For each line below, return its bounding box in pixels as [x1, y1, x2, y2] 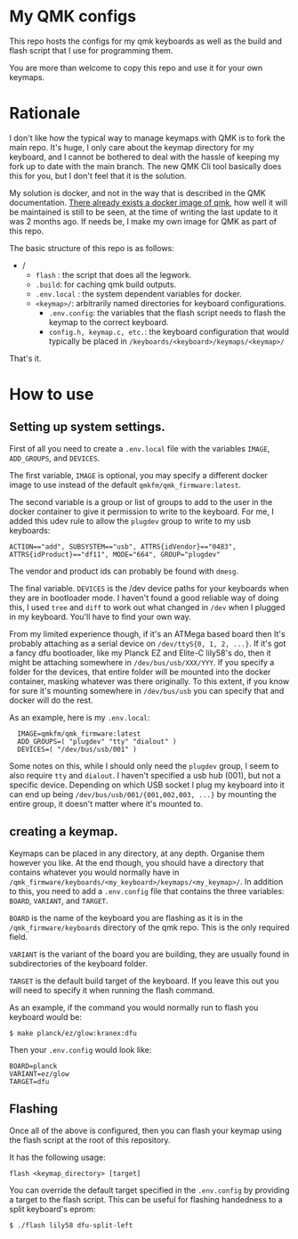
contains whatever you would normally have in [9, 867, 180, 877]
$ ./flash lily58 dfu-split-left [9, 1220, 133, 1230]
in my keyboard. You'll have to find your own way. [9, 611, 191, 622]
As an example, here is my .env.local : [9, 712, 150, 722]
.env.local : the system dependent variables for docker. [35, 288, 242, 299]
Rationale [9, 103, 81, 124]
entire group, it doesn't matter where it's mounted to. [9, 798, 204, 809]
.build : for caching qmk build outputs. [35, 279, 176, 289]
